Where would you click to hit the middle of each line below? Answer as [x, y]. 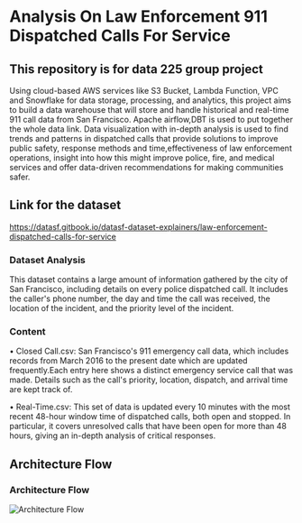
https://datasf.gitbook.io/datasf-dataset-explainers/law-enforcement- [138, 226]
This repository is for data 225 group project [136, 69]
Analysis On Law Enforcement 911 [138, 17]
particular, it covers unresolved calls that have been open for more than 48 [148, 427]
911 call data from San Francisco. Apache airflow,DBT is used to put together [151, 119]
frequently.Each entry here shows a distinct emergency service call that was [151, 371]
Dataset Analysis [47, 260]
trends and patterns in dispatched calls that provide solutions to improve [144, 138]
